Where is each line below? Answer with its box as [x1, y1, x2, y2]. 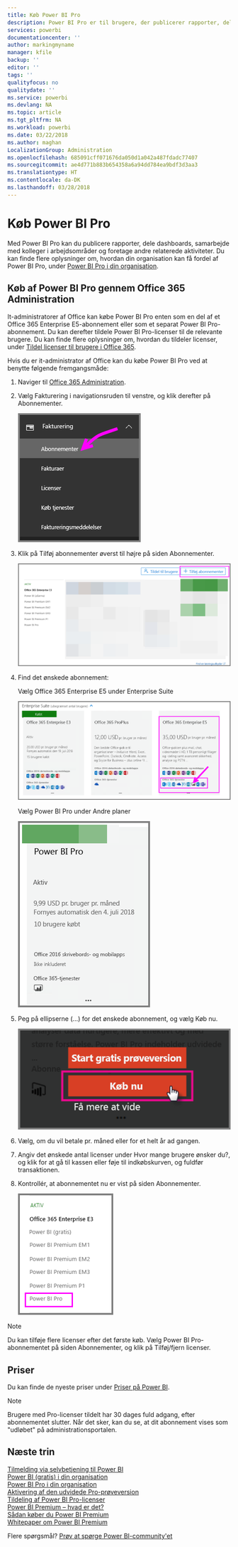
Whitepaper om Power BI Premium [7, 1518, 108, 1526]
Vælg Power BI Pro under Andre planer [17, 807, 131, 815]
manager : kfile [7, 49, 52, 56]
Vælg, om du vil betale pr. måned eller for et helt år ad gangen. [17, 1137, 200, 1145]
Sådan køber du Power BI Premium [7, 1510, 109, 1519]
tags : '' [7, 71, 33, 78]
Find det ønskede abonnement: [17, 673, 109, 682]
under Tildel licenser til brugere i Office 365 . [7, 342, 137, 351]
